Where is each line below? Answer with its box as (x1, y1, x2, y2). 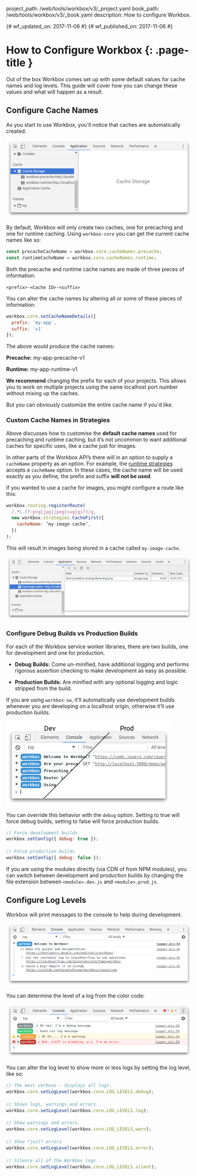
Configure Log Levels (6, 895, 87, 905)
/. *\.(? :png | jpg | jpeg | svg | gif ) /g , (11, 509, 96, 515)
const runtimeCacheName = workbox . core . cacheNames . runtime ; (6, 255, 157, 261)
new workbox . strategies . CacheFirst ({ (11, 515, 104, 521)
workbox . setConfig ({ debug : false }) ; (6, 855, 101, 861)
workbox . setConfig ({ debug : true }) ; (6, 836, 99, 842)
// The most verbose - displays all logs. (6, 1082, 112, 1089)
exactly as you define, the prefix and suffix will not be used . (6, 472, 152, 479)
